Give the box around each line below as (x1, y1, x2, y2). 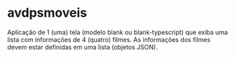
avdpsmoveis (7, 5, 88, 21)
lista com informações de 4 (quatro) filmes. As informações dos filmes (7, 35, 210, 43)
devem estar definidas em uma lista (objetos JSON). (7, 43, 158, 51)
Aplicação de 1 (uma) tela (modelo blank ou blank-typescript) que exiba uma (7, 28, 228, 36)
